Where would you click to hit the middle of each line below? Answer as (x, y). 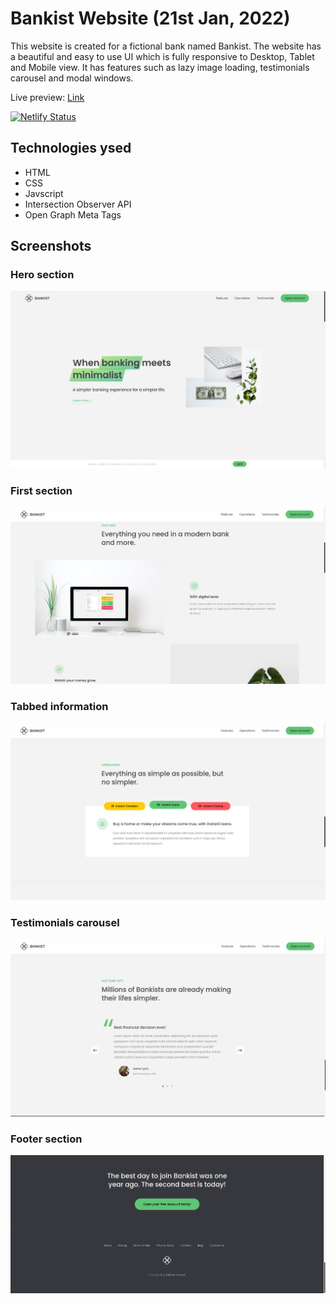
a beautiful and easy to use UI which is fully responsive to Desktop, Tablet (162, 56)
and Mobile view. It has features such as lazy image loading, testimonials (160, 67)
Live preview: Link (47, 97)
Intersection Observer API (78, 204)
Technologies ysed (71, 148)
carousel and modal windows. (72, 78)
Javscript (44, 193)
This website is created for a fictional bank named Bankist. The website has (166, 46)
